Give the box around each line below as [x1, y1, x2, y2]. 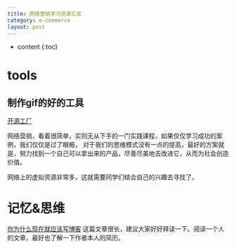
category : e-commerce [7, 17, 71, 24]
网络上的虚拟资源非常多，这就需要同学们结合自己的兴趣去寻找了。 [7, 173, 198, 181]
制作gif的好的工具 [7, 96, 84, 109]
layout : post [7, 23, 46, 30]
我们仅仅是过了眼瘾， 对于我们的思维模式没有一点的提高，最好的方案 [19, 141, 218, 149]
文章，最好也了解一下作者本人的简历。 [13, 233, 124, 242]
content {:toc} [17, 43, 58, 51]
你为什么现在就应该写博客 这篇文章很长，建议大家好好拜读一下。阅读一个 [7, 225, 218, 233]
